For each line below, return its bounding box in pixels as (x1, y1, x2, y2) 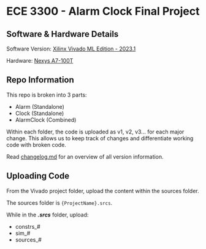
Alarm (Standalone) (15, 103, 64, 110)
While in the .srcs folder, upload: (6, 211, 89, 218)
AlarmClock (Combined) (15, 116, 77, 124)
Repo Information (6, 75, 75, 85)
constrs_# (15, 223, 41, 230)
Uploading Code (6, 171, 69, 181)
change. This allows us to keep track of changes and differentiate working (6, 134, 194, 142)
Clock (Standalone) (15, 109, 64, 117)
